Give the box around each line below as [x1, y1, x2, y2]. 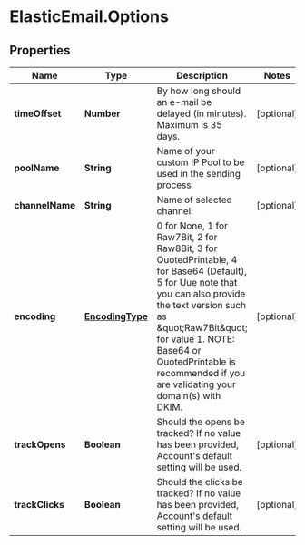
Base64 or [156, 345, 202, 356]
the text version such [156, 299, 247, 311]
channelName [14, 200, 76, 211]
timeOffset [14, 107, 62, 120]
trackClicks [14, 499, 65, 511]
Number [84, 107, 121, 120]
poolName [14, 161, 60, 174]
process [156, 179, 192, 191]
